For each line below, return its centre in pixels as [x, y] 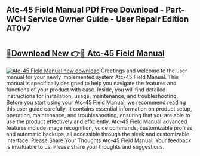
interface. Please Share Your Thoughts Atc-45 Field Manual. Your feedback [99, 140]
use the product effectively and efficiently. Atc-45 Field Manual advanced [97, 121]
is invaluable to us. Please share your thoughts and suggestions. [85, 147]
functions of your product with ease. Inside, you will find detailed [86, 90]
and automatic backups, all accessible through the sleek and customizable [98, 134]
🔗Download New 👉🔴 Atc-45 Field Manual [86, 53]
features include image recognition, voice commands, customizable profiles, [100, 128]
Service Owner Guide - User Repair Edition [108, 19]
